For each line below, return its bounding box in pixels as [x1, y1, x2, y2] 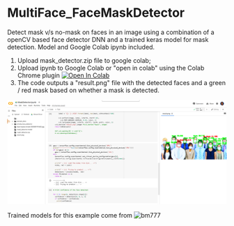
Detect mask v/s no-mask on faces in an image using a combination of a [7, 28, 214, 36]
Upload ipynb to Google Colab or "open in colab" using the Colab [17, 63, 205, 72]
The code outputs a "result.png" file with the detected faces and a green [17, 78, 226, 86]
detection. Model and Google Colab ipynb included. [7, 43, 155, 51]
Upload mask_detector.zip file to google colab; [17, 56, 151, 64]
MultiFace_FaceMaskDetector [7, 5, 185, 21]
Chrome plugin [17, 71, 61, 80]
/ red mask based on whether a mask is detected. [17, 86, 160, 94]
